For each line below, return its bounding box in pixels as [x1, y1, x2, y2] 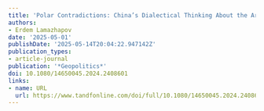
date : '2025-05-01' [8, 33, 72, 41]
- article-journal [8, 55, 68, 63]
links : [8, 77, 30, 84]
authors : [8, 19, 37, 27]
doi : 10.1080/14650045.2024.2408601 [8, 70, 128, 77]
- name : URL [8, 84, 47, 92]
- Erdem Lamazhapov [8, 26, 72, 34]
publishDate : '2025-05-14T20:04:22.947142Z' [8, 41, 156, 48]
